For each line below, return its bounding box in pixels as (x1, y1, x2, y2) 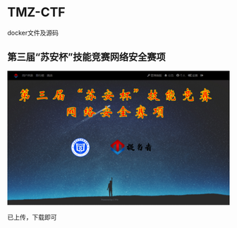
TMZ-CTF (7, 4, 66, 20)
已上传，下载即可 (7, 212, 57, 221)
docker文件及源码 (7, 28, 59, 37)
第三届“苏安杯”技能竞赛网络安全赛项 (7, 51, 166, 64)
